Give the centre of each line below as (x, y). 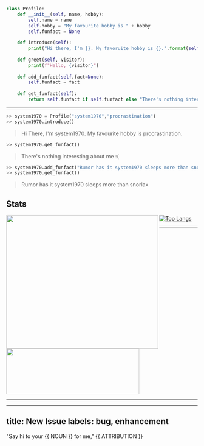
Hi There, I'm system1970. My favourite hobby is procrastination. (102, 133)
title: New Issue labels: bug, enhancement (87, 421)
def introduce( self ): (44, 43)
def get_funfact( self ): (47, 94)
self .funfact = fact (54, 82)
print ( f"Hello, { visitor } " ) (63, 65)
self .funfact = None (54, 31)
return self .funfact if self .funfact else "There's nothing (106, 99)
